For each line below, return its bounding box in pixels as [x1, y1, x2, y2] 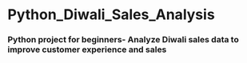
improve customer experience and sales [7, 44, 167, 55]
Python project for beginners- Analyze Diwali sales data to [7, 34, 239, 45]
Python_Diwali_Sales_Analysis [7, 6, 215, 24]
